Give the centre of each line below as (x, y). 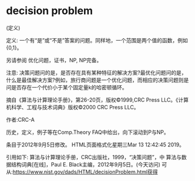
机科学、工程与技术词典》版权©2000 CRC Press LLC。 (73, 107)
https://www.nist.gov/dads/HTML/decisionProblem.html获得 (85, 172)
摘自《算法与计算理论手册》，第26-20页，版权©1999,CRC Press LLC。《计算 (97, 100)
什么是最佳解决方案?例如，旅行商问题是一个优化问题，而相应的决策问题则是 (97, 80)
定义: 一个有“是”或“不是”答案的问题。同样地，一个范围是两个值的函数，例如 (97, 40)
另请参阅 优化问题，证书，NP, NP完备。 (54, 60)
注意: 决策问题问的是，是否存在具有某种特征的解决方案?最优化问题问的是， (96, 72)
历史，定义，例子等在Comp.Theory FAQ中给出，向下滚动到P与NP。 (88, 132)
